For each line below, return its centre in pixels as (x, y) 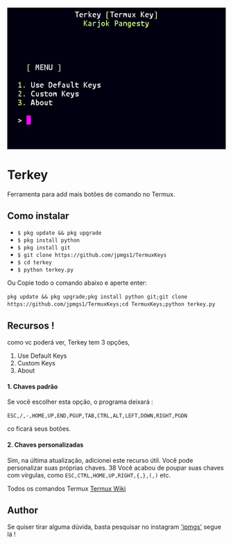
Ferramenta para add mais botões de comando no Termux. (91, 194)
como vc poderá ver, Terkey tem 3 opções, (69, 343)
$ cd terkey (34, 263)
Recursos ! (31, 325)
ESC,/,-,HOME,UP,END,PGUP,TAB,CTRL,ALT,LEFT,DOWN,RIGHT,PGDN (97, 416)
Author (23, 510)
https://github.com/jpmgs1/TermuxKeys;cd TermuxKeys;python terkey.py (111, 304)
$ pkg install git (44, 248)
